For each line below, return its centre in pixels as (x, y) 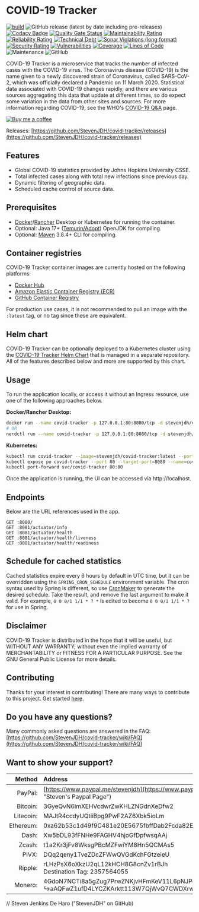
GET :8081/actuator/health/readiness (53, 543)
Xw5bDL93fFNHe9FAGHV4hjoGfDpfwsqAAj (105, 835)
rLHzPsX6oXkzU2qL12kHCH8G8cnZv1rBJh (106, 864)
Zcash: (28, 845)
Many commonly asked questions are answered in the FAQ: (78, 731)
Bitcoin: (27, 806)
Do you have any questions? (59, 717)
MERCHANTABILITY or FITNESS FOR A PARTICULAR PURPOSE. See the (94, 653)
